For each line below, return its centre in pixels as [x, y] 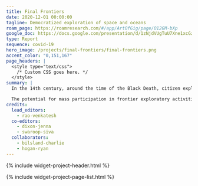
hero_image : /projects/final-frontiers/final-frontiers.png [82, 50]
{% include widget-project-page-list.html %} [60, 177]
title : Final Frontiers [35, 12]
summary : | [19, 83]
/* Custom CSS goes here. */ [52, 72]
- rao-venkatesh [37, 116]
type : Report [22, 39]
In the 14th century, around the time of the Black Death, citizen [96, 89]
